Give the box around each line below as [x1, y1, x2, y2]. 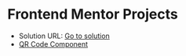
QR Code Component [18, 39, 88, 48]
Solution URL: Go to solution [18, 31, 111, 40]
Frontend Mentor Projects [7, 5, 178, 23]
